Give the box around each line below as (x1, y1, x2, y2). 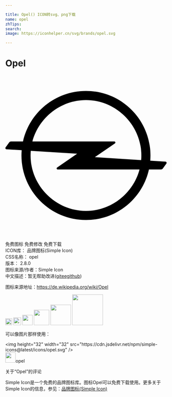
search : (5, 26, 22, 31)
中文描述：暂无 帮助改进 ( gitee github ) (5, 273, 82, 279)
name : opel (5, 16, 29, 22)
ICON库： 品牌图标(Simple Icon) (5, 247, 73, 254)
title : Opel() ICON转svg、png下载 (5, 12, 76, 17)
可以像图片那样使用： (5, 331, 50, 337)
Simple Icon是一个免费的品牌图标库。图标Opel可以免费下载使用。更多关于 (5, 380, 161, 386)
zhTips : (5, 22, 22, 27)
